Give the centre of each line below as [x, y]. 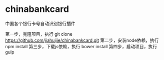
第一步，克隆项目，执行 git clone [39, 34]
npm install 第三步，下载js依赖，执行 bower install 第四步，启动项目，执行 [81, 46]
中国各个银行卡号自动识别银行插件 [40, 23]
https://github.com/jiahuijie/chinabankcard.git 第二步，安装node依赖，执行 [82, 40]
